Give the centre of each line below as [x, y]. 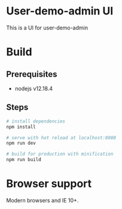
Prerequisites [32, 74]
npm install [21, 127]
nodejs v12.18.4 [33, 88]
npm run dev [21, 143]
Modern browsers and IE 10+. [42, 200]
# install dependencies [36, 121]
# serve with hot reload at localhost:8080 [61, 138]
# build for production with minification [60, 154]
